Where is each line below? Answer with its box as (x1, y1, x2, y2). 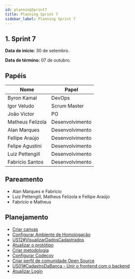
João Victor (7, 110, 34, 117)
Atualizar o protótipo (12, 242, 54, 248)
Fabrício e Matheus (12, 199, 52, 205)
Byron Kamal (7, 95, 37, 101)
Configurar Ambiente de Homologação (12, 231, 91, 237)
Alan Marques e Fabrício (12, 188, 62, 194)
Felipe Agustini (7, 142, 42, 149)
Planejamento (5, 213, 49, 222)
